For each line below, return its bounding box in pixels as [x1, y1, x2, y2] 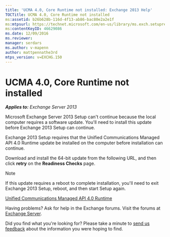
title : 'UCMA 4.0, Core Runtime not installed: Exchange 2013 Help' [5, 7, 153, 13]
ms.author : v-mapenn [5, 45, 49, 50]
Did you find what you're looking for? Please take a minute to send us [5, 220, 150, 226]
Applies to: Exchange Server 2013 [5, 104, 77, 110]
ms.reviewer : [5, 36, 33, 41]
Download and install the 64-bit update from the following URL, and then [5, 155, 157, 161]
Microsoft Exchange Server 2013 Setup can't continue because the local [5, 114, 156, 120]
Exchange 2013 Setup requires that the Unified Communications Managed [5, 134, 160, 141]
